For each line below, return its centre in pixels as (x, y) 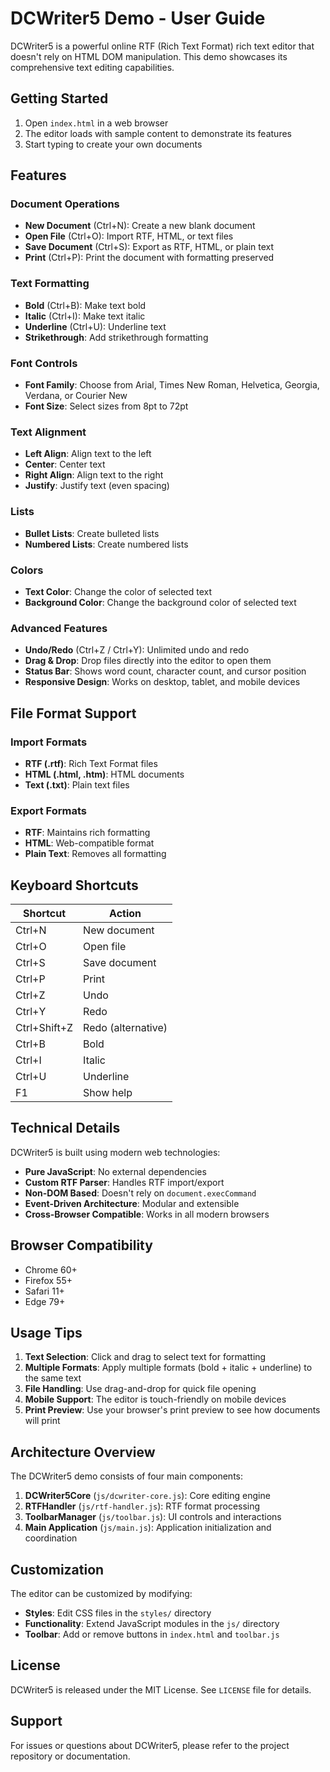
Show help (108, 1093)
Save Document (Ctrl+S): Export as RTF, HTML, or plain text (149, 247)
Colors (27, 570)
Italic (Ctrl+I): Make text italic (85, 316)
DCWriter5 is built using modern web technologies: (115, 1152)
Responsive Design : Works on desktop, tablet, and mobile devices (162, 682)
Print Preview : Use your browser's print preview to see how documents (172, 1410)
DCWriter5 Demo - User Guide (138, 18)
